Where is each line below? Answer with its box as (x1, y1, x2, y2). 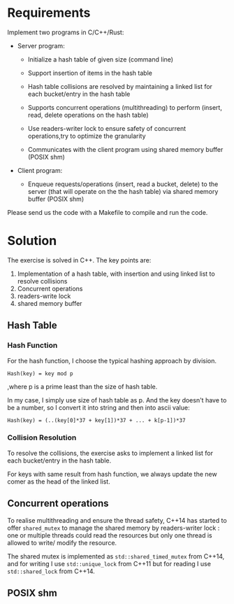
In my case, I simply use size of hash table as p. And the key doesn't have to (7, 395, 227, 404)
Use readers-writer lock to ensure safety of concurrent (27, 124, 187, 132)
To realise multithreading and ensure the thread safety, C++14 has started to (7, 516, 227, 524)
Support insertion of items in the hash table (27, 69, 152, 77)
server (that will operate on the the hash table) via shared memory (27, 187, 219, 195)
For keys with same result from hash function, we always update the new (7, 470, 218, 478)
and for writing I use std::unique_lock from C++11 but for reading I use (7, 559, 212, 568)
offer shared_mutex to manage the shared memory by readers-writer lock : (7, 524, 220, 532)
